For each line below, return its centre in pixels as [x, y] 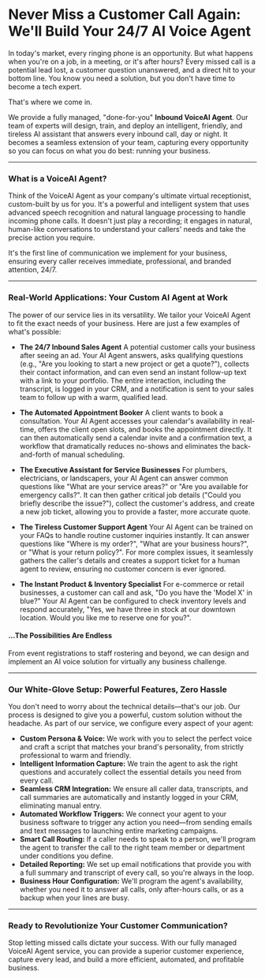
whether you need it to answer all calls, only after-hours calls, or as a [132, 890]
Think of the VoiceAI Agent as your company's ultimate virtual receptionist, [130, 196]
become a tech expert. [45, 86]
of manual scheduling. [89, 454]
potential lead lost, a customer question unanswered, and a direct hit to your [132, 69]
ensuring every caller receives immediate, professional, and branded [120, 261]
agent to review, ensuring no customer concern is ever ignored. [123, 569]
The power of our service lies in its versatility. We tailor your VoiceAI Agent [129, 315]
